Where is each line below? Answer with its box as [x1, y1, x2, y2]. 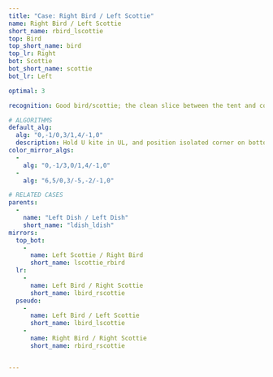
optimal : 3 [8, 87, 45, 95]
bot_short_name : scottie [8, 65, 93, 73]
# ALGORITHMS [8, 116, 53, 124]
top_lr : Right [8, 49, 57, 58]
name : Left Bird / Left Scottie [29, 311, 140, 320]
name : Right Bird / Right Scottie [29, 334, 148, 342]
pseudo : [15, 297, 42, 305]
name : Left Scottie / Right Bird [29, 251, 144, 259]
